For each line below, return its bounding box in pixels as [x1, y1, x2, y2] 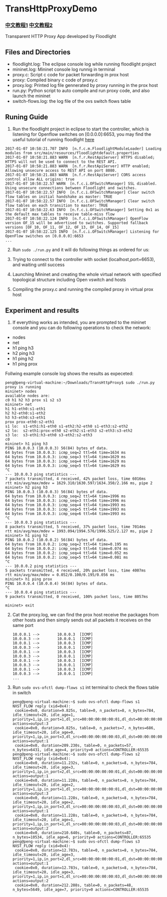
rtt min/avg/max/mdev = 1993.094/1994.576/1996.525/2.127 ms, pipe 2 [5, 529, 153, 534]
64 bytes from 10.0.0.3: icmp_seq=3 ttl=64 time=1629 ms [5, 454, 126, 459]
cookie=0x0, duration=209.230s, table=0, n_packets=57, [14, 743, 134, 748]
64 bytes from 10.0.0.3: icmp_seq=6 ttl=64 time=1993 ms [5, 511, 126, 516]
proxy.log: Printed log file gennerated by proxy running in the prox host [12, 82, 158, 88]
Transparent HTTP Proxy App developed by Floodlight [5, 33, 116, 39]
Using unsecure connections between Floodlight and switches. [5, 186, 137, 191]
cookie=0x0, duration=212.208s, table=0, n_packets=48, [14, 883, 134, 888]
